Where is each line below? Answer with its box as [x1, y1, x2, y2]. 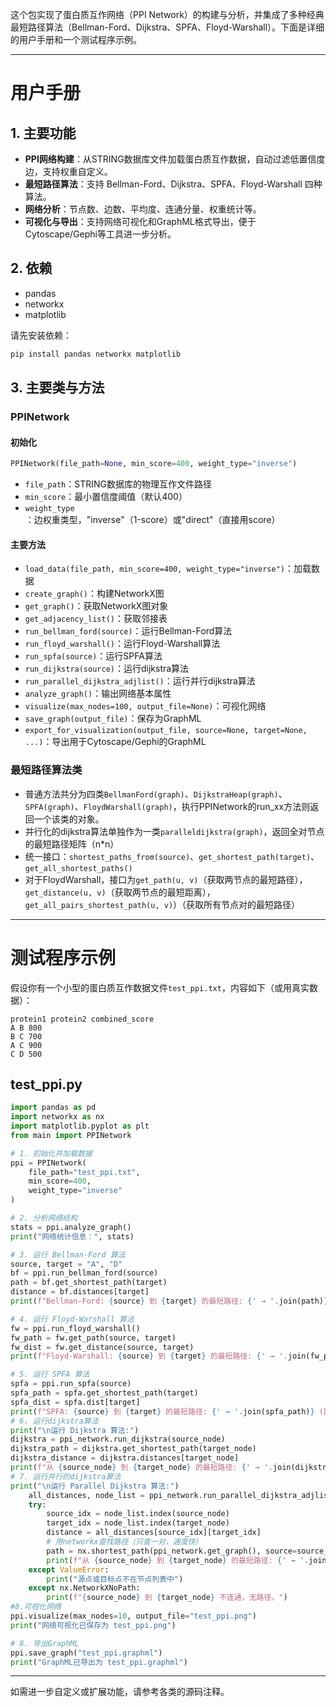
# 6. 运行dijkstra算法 [10, 1416, 99, 1426]
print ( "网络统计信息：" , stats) [10, 1231, 135, 1242]
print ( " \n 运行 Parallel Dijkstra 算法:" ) [10, 1481, 180, 1491]
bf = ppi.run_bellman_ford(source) [10, 1268, 159, 1278]
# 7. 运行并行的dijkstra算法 [10, 1471, 122, 1482]
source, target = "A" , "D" [10, 1259, 123, 1269]
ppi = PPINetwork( [10, 1158, 87, 1168]
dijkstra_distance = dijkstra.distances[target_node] [10, 1453, 240, 1463]
